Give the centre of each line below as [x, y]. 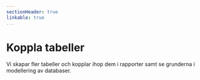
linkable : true [25, 18]
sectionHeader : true [32, 12]
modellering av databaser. [39, 71]
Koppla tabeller [45, 48]
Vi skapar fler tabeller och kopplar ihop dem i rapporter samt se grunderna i [101, 64]
